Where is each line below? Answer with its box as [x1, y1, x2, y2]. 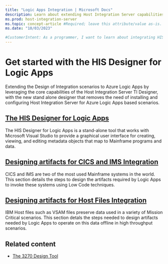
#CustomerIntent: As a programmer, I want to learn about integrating [5, 35, 155, 40]
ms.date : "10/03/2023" [5, 26, 52, 31]
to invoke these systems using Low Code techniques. [5, 181, 115, 187]
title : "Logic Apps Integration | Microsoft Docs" [5, 7, 113, 12]
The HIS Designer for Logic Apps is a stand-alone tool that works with [5, 127, 149, 133]
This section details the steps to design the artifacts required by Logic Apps [5, 176, 161, 182]
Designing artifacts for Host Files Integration [5, 196, 147, 204]
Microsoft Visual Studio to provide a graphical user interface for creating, [5, 132, 156, 138]
